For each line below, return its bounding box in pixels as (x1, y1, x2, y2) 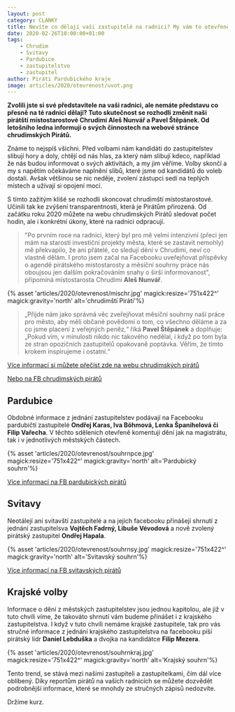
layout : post (7, 10, 45, 18)
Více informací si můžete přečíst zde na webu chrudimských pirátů (7, 361, 199, 370)
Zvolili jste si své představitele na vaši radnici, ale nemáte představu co (7, 101, 219, 109)
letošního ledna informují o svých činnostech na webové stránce (7, 123, 199, 132)
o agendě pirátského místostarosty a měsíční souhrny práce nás (24, 260, 210, 270)
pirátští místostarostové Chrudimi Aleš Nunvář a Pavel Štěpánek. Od (7, 116, 210, 125)
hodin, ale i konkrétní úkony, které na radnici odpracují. (7, 218, 165, 226)
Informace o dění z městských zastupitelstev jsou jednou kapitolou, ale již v (7, 605, 225, 613)
